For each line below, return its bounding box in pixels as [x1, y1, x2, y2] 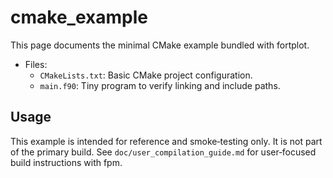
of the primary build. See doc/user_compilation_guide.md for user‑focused [10, 146, 317, 158]
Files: [24, 58, 48, 70]
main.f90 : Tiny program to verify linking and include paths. [39, 79, 281, 91]
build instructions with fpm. [10, 156, 123, 168]
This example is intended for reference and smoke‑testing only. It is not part [10, 135, 323, 147]
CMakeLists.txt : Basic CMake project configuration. [39, 69, 253, 81]
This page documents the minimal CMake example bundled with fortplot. [10, 39, 310, 51]
